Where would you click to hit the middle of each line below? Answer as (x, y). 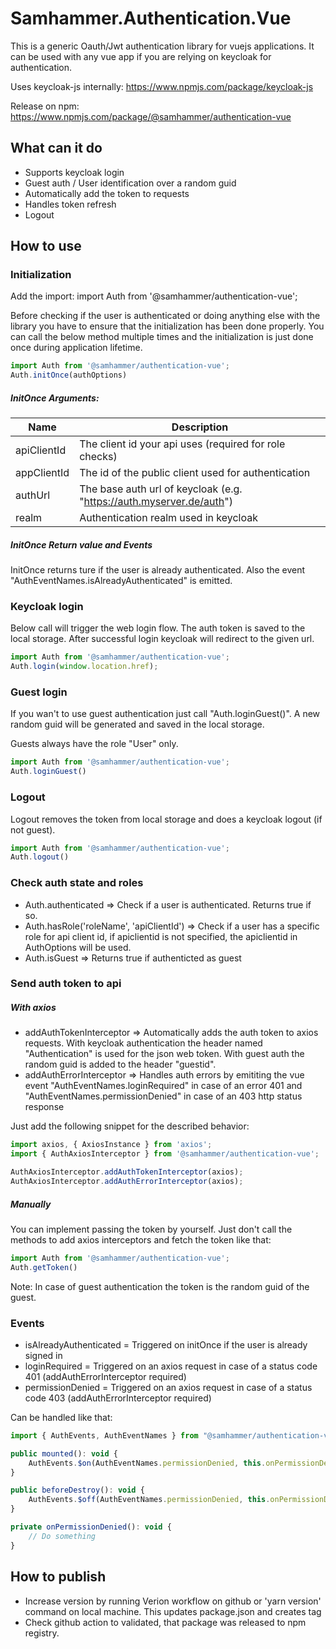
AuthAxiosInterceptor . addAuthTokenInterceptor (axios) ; (127, 1172)
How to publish (58, 1577)
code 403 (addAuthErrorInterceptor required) (118, 1398)
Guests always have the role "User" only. (94, 744)
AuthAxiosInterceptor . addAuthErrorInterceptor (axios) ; (127, 1182)
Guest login (39, 692)
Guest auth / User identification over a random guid (130, 183)
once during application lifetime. (76, 348)
